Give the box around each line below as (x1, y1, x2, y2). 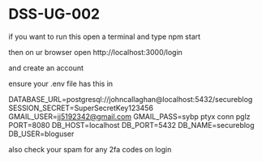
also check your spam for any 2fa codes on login (8, 144, 172, 154)
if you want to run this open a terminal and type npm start (8, 32, 201, 41)
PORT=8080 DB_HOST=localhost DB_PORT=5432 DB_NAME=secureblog (8, 120, 255, 130)
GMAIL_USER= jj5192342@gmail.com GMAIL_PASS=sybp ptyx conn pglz (8, 111, 251, 122)
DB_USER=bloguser (8, 129, 75, 139)
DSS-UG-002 (8, 5, 100, 23)
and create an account (8, 62, 84, 73)
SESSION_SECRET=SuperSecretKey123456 (8, 103, 154, 113)
